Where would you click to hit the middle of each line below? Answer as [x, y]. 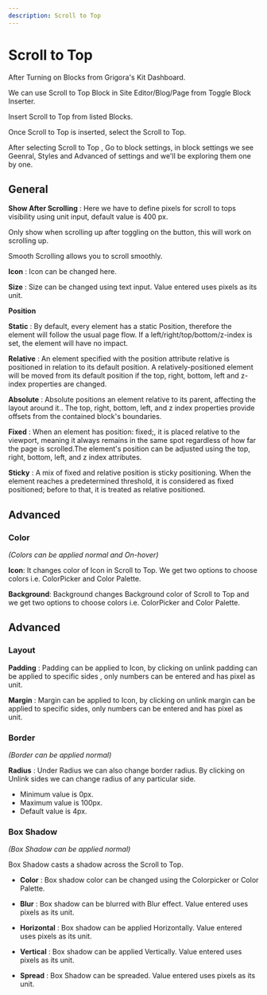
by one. [21, 164]
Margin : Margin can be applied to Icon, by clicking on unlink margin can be [132, 700]
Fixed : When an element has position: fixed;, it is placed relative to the [124, 432]
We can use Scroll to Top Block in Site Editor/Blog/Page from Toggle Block [130, 92]
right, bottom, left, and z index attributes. [75, 457]
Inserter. [22, 101]
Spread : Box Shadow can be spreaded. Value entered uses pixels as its [137, 976]
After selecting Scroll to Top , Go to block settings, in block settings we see [131, 147]
